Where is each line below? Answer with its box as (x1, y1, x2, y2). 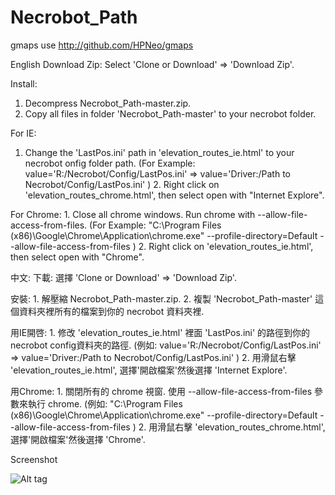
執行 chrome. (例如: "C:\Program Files (27, 397, 183, 410)
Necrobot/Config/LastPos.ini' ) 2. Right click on (24, 178, 220, 190)
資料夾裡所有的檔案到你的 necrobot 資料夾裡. (18, 305, 205, 317)
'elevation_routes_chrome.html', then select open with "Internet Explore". (24, 189, 325, 201)
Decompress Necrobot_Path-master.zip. (24, 97, 192, 109)
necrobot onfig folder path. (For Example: (24, 157, 196, 169)
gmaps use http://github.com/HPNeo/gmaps (10, 39, 194, 51)
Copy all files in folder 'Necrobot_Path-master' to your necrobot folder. (24, 107, 317, 120)
